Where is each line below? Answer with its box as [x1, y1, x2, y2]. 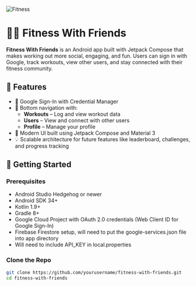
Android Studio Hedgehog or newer [14, 190, 102, 198]
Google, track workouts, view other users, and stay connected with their [6, 58, 183, 65]
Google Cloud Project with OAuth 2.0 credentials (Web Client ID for [14, 216, 179, 223]
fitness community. [6, 65, 53, 72]
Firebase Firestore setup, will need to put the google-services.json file [14, 228, 187, 236]
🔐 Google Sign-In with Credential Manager [14, 98, 119, 105]
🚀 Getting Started [6, 160, 72, 170]
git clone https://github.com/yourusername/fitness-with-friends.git [6, 269, 182, 275]
